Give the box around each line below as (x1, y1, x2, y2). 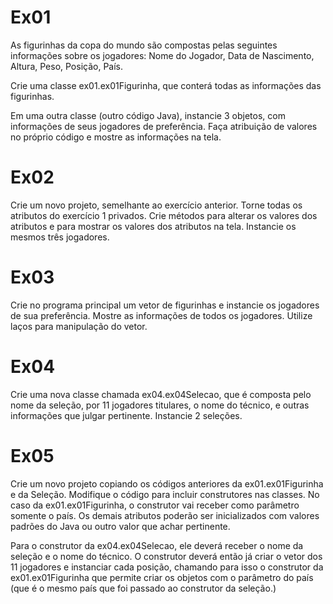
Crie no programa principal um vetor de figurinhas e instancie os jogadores (10, 299, 320, 311)
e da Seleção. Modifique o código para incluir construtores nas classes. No (10, 488, 320, 500)
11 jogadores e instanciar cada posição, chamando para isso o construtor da (10, 561, 324, 573)
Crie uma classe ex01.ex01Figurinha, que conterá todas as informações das (10, 79, 322, 91)
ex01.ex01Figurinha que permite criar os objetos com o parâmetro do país (10, 571, 314, 583)
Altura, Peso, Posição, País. (10, 60, 124, 72)
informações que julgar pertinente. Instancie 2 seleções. (10, 409, 243, 421)
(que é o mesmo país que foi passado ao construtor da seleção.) (10, 582, 277, 594)
